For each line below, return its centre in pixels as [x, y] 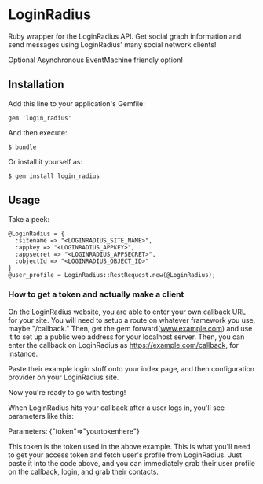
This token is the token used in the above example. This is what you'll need [129, 446]
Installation [36, 85]
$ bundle [22, 147]
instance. [23, 353]
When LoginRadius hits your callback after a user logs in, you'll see [117, 408]
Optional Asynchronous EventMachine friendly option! [95, 60]
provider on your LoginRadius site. [64, 377]
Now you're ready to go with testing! [67, 392]
